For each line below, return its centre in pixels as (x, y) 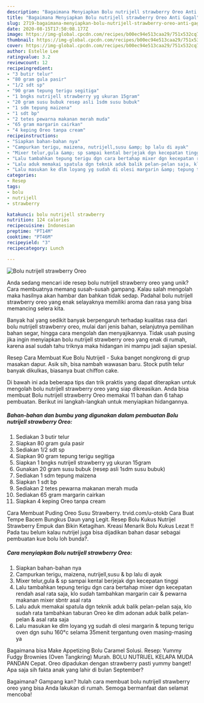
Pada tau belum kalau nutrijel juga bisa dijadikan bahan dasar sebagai (94, 532)
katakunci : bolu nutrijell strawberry (56, 215)
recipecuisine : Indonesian (41, 226)
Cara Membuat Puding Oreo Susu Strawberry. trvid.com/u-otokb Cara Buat (100, 513)
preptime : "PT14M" (30, 232)
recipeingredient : (30, 68)
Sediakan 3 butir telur (42, 437)
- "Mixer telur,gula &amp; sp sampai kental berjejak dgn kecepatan (95, 153)
